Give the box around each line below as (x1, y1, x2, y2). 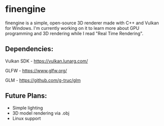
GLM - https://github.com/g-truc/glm (5, 77, 81, 83)
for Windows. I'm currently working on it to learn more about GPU (5, 25, 140, 31)
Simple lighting (12, 105, 43, 111)
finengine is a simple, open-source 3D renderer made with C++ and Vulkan (5, 20, 159, 26)
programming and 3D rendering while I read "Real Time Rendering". (5, 30, 144, 36)
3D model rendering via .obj (12, 110, 70, 116)
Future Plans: (5, 92, 47, 100)
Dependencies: (5, 45, 54, 53)
